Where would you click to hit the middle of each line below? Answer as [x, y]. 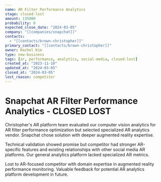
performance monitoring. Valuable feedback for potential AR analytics [75, 169]
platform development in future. [37, 174]
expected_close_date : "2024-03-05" [41, 28]
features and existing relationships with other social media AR [84, 149]
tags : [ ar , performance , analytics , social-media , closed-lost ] [71, 59]
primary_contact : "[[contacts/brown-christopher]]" [58, 45]
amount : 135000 [20, 18]
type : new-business [25, 54]
